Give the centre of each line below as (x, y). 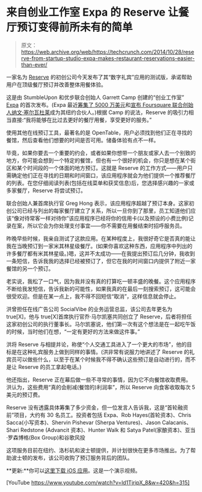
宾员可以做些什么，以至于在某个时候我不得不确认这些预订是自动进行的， (96, 359)
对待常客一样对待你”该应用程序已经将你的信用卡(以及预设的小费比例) (104, 218)
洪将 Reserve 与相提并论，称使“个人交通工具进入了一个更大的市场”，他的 (96, 344)
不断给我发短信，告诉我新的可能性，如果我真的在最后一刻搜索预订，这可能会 (101, 288)
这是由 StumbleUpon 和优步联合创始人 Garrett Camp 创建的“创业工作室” (95, 97)
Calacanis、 (177, 422)
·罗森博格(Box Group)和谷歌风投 (46, 437)
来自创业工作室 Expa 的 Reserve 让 (92, 12)
